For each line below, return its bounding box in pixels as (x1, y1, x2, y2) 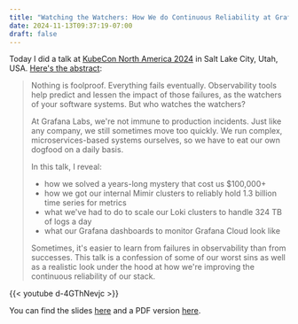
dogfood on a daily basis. (30, 144, 124, 155)
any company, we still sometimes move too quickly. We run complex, (30, 126, 283, 136)
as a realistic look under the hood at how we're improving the (30, 262, 255, 273)
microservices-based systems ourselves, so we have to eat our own (30, 135, 281, 146)
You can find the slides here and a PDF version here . (9, 305, 201, 316)
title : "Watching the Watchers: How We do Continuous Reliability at (9, 12, 272, 22)
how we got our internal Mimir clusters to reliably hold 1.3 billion (43, 188, 278, 199)
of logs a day (43, 216, 92, 227)
